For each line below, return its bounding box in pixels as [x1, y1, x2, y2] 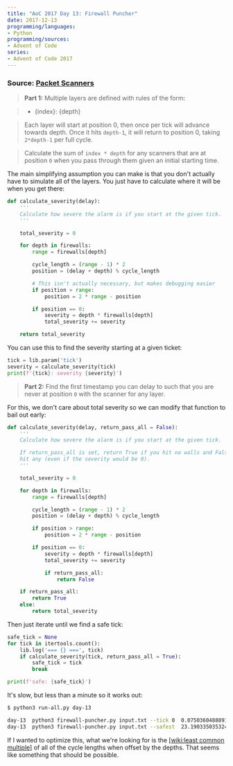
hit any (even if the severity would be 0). [19, 455, 150, 463]
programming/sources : [7, 36, 70, 43]
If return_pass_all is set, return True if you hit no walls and [19, 449, 213, 456]
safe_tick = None [7, 634, 58, 641]
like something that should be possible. [7, 750, 119, 759]
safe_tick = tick [32, 659, 82, 666]
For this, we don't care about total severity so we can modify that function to [7, 403, 226, 411]
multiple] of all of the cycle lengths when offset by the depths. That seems [7, 743, 220, 751]
